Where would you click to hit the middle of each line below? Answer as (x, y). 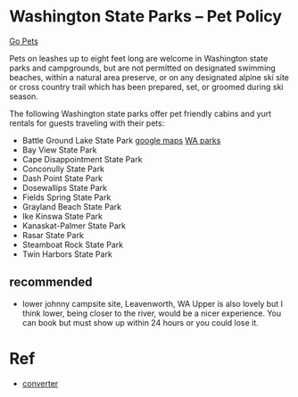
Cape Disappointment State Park (82, 159)
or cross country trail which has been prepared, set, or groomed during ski (146, 87)
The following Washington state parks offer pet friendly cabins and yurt (141, 113)
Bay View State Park (59, 150)
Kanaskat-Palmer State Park (74, 226)
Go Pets (24, 41)
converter (40, 383)
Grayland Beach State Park (72, 206)
